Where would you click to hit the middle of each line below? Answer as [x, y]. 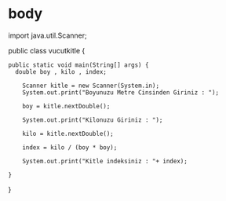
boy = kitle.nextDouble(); [66, 106]
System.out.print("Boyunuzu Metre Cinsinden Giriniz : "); [121, 92]
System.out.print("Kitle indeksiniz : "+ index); [105, 161]
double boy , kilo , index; [61, 71]
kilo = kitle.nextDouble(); [68, 133]
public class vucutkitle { [47, 50]
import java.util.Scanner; [48, 35]
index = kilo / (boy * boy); [70, 147]
